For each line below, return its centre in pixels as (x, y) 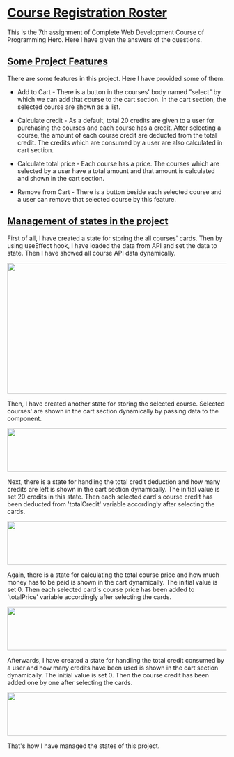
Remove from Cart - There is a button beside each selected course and (119, 192)
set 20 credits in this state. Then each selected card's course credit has (110, 497)
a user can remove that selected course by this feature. (96, 199)
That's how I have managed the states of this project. (84, 746)
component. (24, 418)
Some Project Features (57, 62)
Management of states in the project (88, 221)
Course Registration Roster (87, 13)
